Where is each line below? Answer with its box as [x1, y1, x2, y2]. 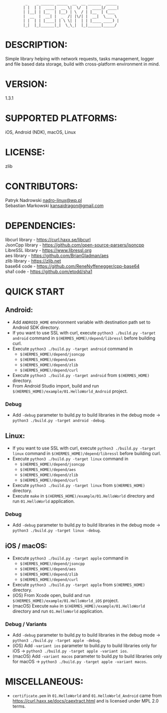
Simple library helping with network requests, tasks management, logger [5, 55, 155, 61]
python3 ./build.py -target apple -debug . [12, 637, 101, 643]
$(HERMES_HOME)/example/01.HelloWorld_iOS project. [12, 597, 119, 603]
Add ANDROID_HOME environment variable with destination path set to [12, 319, 151, 325]
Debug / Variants [5, 620, 47, 627]
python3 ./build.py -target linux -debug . [12, 527, 101, 533]
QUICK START [5, 286, 65, 297]
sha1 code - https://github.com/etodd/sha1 [5, 268, 92, 274]
